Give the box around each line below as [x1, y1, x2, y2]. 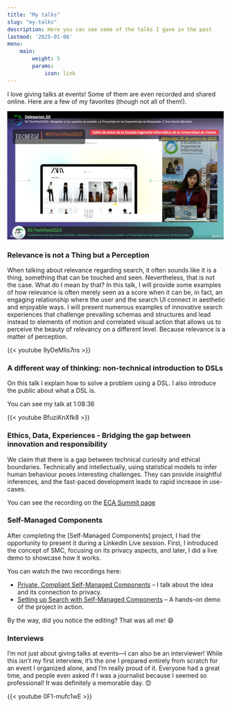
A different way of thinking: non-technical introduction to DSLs [7, 363, 224, 373]
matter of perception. [7, 332, 68, 341]
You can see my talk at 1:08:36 [7, 400, 95, 408]
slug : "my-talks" [7, 18, 57, 26]
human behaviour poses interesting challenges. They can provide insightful [7, 470, 222, 478]
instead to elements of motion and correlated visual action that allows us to [7, 317, 222, 326]
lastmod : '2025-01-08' [7, 33, 73, 40]
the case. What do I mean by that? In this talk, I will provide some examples [7, 280, 222, 289]
